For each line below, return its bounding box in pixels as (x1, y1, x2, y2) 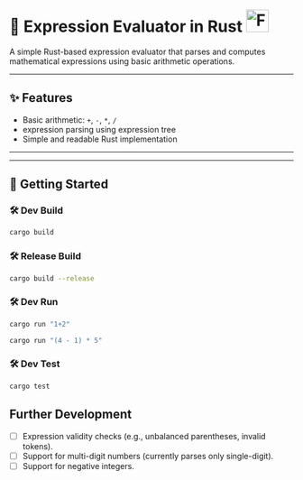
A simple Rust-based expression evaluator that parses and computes (9, 46, 266, 57)
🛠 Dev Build (9, 204, 64, 217)
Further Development (9, 407, 133, 422)
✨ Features (9, 90, 73, 106)
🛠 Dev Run (9, 296, 59, 309)
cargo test (9, 382, 50, 391)
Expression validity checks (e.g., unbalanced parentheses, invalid (22, 430, 266, 441)
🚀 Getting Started (9, 177, 109, 192)
